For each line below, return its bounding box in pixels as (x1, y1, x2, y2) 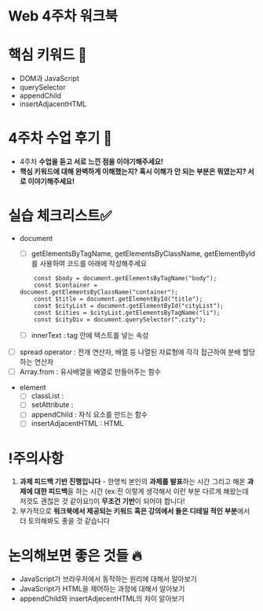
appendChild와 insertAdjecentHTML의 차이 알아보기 (19, 594, 184, 603)
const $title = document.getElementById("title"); (34, 295, 203, 303)
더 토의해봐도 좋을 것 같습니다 (19, 517, 110, 526)
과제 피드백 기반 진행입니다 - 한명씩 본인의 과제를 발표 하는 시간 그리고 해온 (19, 477, 246, 487)
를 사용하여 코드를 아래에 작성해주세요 (31, 259, 148, 268)
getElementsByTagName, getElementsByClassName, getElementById (31, 249, 256, 258)
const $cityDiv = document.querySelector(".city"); (34, 316, 206, 324)
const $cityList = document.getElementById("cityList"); (34, 302, 225, 310)
